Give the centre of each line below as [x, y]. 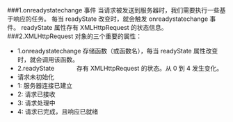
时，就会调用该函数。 [48, 60]
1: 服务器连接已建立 [45, 86]
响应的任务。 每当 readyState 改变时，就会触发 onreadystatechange [111, 19]
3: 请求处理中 [36, 103]
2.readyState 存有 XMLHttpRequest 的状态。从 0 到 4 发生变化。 [120, 68]
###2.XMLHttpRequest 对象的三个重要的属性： [75, 36]
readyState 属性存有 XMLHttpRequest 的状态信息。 [94, 27]
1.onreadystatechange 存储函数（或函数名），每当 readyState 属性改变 [118, 51]
